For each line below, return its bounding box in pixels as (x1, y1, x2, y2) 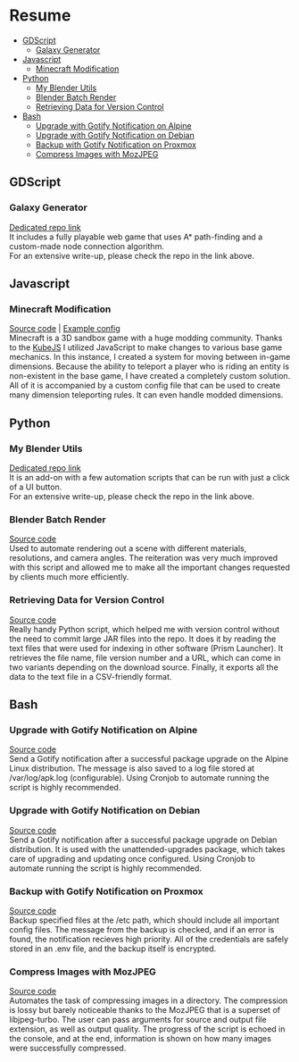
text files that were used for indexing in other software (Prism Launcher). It (9, 642, 284, 653)
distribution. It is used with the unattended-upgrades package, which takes (9, 843, 286, 854)
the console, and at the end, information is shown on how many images (9, 1033, 272, 1044)
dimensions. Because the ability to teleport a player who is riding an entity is (9, 361, 290, 372)
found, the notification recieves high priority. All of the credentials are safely (9, 933, 288, 944)
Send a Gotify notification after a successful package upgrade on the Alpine (9, 754, 288, 765)
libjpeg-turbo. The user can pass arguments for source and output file (9, 1015, 267, 1025)
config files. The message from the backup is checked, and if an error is (9, 924, 275, 934)
